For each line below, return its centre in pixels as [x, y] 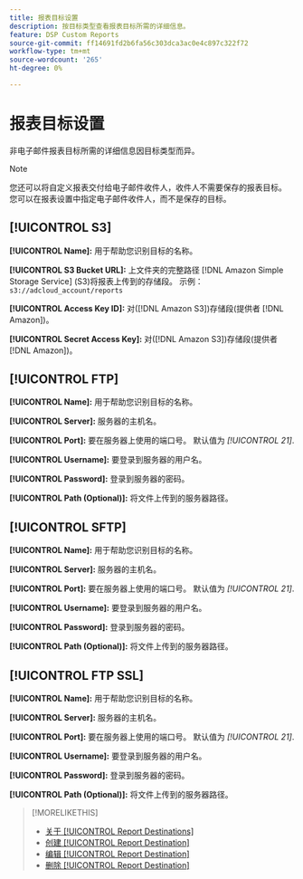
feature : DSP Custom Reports [64, 34]
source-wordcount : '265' [56, 60]
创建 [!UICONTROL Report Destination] [117, 843]
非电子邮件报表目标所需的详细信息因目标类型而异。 [104, 150]
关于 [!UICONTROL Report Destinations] [119, 831]
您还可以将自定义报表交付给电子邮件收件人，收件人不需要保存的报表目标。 [148, 187]
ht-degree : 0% [36, 69]
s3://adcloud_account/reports [66, 291]
